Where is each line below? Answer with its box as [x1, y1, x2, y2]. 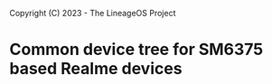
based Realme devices [9, 59, 183, 79]
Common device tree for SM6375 [9, 40, 264, 60]
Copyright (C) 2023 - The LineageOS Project [9, 8, 176, 18]
